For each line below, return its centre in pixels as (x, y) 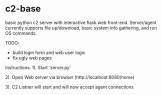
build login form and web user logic (49, 52)
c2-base (23, 9)
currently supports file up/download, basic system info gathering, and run (81, 27)
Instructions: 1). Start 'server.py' (38, 67)
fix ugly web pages (32, 57)
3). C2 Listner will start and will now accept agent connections (69, 87)
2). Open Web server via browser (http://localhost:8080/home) (70, 77)
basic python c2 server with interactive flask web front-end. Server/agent (81, 22)
